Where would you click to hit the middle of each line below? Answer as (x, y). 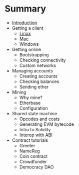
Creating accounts (38, 76)
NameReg (29, 151)
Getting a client (27, 28)
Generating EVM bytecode (47, 124)
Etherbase (30, 103)
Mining (19, 92)
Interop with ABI (36, 135)
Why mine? (31, 97)
